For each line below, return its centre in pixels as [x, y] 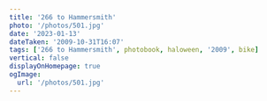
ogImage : [25, 75]
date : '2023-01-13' [45, 33]
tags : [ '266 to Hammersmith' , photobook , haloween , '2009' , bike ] [134, 50]
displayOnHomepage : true [55, 67]
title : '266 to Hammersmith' [63, 17]
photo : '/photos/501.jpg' [57, 25]
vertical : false [39, 58]
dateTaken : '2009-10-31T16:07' [67, 42]
